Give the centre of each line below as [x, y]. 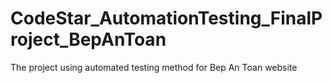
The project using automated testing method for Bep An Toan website [154, 67]
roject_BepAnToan [88, 39]
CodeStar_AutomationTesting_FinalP [166, 18]
